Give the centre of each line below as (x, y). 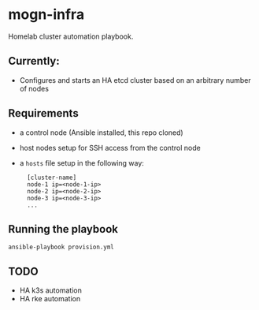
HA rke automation (50, 299)
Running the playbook (63, 229)
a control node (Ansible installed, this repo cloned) (101, 133)
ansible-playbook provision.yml (61, 247)
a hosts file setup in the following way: (81, 162)
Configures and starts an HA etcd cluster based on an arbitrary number (135, 80)
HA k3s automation (51, 290)
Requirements (43, 113)
